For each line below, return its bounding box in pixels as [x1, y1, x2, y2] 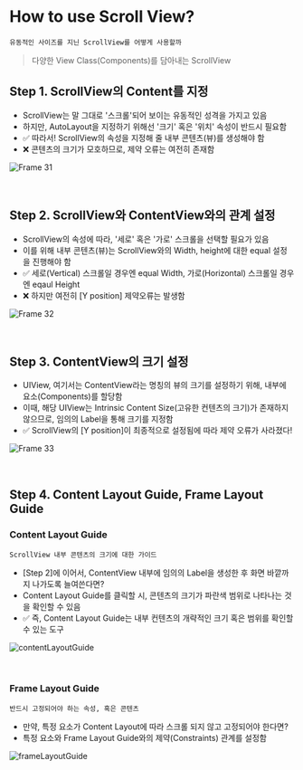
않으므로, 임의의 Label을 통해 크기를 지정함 [22, 414, 174, 424]
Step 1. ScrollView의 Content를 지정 [9, 84, 209, 100]
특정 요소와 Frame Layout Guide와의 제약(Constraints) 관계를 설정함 [22, 733, 267, 744]
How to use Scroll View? [9, 6, 195, 27]
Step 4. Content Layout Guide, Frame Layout [9, 487, 264, 502]
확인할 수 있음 [32, 602, 81, 613]
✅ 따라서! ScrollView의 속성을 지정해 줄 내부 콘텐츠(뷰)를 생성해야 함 [22, 132, 265, 143]
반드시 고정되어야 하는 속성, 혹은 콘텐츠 [9, 704, 139, 714]
